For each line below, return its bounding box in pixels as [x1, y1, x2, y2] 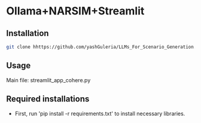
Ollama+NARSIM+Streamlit [6, 4, 145, 18]
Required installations [6, 94, 90, 104]
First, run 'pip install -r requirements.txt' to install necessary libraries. [14, 110, 185, 117]
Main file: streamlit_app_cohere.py [6, 76, 91, 83]
